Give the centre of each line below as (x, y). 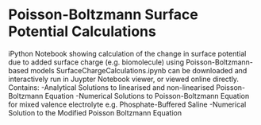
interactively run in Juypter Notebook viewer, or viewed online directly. (124, 79)
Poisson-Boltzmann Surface (103, 15)
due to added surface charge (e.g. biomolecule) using (96, 62)
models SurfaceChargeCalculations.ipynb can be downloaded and (139, 70)
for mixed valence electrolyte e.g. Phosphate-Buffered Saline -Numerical (127, 104)
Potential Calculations (82, 31)
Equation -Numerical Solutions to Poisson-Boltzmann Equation (147, 96)
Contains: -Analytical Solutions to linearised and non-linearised (111, 87)
